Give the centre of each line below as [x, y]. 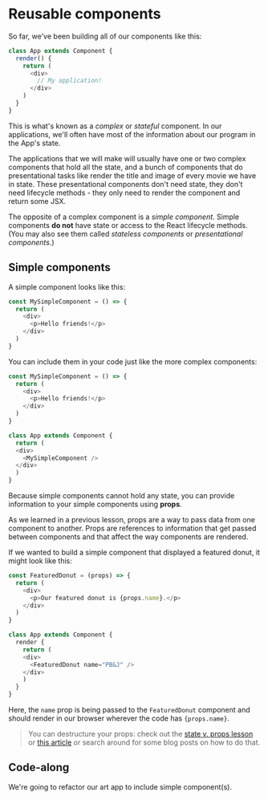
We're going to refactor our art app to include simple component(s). [120, 786]
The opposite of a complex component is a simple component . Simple [124, 217]
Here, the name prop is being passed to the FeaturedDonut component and [129, 710]
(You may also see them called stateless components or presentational [126, 234]
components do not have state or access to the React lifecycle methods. [128, 225]
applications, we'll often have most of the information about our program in [132, 134]
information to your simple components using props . [95, 504]
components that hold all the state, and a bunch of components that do [126, 167]
